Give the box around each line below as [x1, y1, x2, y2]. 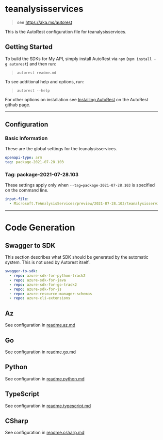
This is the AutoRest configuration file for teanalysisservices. [5, 29, 127, 34]
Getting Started [5, 43, 53, 51]
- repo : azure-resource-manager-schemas [9, 291, 92, 296]
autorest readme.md [16, 70, 57, 75]
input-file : [5, 197, 29, 202]
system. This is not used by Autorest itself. [5, 259, 90, 265]
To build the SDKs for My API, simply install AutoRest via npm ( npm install [5, 56, 152, 62]
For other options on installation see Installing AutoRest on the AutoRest [5, 96, 148, 102]
